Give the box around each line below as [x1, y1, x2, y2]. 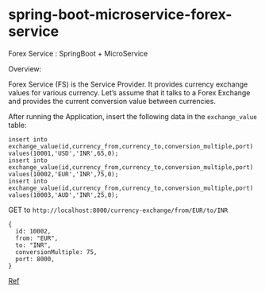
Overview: [8, 64, 42, 73]
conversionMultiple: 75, [15, 248, 98, 256]
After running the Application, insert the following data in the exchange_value [8, 111, 258, 121]
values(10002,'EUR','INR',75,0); [8, 170, 119, 178]
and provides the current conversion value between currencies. [8, 96, 217, 106]
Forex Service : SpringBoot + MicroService [8, 48, 148, 58]
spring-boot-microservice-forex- [8, 6, 232, 24]
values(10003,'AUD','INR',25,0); [8, 191, 119, 199]
